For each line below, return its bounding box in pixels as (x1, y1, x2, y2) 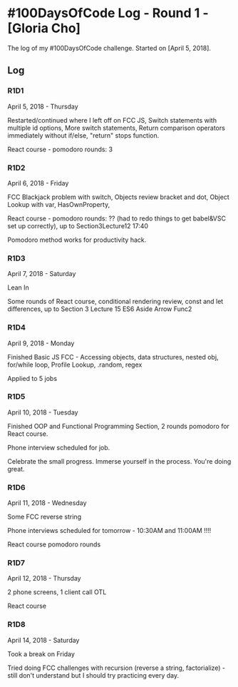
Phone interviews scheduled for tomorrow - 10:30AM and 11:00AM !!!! (7, 526, 212, 535)
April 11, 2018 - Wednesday (7, 499, 87, 507)
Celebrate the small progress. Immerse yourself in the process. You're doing (7, 457, 232, 465)
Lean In (7, 283, 30, 292)
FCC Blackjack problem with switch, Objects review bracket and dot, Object (7, 193, 229, 201)
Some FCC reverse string (7, 512, 82, 521)
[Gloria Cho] (7, 20, 81, 36)
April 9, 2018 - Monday (7, 339, 75, 347)
